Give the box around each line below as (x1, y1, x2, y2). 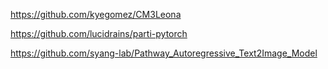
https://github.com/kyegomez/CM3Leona (10, 9, 182, 20)
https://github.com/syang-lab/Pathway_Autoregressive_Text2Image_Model (10, 47, 318, 59)
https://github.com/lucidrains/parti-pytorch (10, 28, 188, 39)
